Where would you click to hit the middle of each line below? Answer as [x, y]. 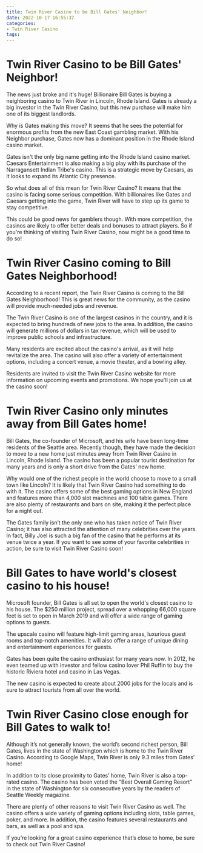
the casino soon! [27, 386]
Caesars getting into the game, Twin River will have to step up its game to [98, 201]
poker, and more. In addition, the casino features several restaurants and [97, 820]
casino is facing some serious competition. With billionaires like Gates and [99, 195]
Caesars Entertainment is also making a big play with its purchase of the [96, 163]
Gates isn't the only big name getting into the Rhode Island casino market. [98, 157]
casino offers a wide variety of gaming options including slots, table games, [101, 813]
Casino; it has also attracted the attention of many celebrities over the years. [101, 529]
